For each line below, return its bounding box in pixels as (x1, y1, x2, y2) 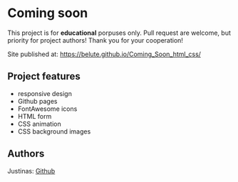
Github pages (17, 97, 58, 105)
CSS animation (17, 119, 62, 128)
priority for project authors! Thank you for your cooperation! (7, 36, 184, 44)
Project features (7, 70, 81, 82)
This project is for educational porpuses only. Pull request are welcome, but (7, 28, 232, 37)
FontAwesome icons (17, 105, 78, 113)
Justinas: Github (7, 166, 56, 175)
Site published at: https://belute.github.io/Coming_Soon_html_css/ (7, 50, 202, 58)
